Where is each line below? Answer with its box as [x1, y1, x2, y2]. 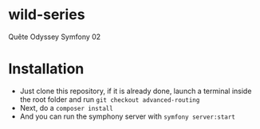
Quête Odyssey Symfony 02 [8, 32, 101, 41]
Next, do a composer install [19, 103, 113, 112]
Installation [8, 60, 85, 78]
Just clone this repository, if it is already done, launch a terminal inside [19, 86, 252, 96]
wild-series [8, 6, 85, 24]
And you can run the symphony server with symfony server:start [19, 111, 235, 121]
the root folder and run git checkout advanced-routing [19, 94, 200, 104]
